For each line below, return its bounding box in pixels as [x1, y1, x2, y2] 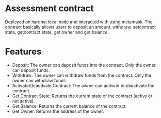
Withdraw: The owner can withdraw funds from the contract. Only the [12, 72, 152, 78]
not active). [12, 98, 35, 104]
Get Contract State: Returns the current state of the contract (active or [12, 93, 153, 99]
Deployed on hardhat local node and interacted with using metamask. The [5, 19, 153, 25]
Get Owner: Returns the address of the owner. [12, 108, 104, 114]
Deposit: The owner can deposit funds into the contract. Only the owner [12, 62, 156, 68]
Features [5, 46, 42, 57]
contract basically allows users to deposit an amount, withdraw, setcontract [5, 24, 156, 29]
